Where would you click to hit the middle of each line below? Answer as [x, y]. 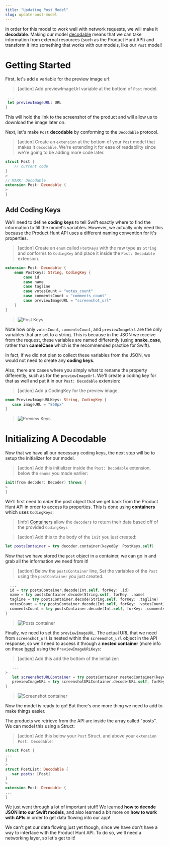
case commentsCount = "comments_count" [65, 296]
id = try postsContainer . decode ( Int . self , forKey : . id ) [69, 590]
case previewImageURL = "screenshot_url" [67, 301]
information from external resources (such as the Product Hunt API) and [80, 39]
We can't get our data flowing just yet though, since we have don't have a [81, 827]
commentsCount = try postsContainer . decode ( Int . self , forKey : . [78, 609]
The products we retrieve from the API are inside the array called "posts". [81, 721]
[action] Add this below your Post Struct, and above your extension [87, 736]
